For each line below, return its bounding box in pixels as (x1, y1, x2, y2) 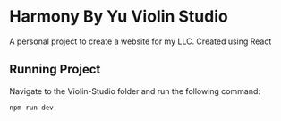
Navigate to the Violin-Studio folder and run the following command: (9, 85, 261, 96)
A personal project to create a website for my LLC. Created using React (9, 36, 272, 47)
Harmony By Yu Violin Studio (9, 6, 228, 27)
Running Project (9, 62, 101, 77)
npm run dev (9, 103, 54, 112)
